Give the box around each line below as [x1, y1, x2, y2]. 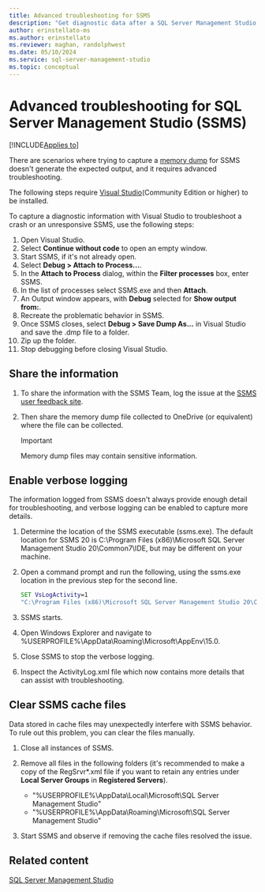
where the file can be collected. [20, 420, 124, 429]
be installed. [9, 195, 49, 206]
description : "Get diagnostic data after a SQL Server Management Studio [9, 19, 257, 27]
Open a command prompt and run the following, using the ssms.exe [20, 567, 241, 577]
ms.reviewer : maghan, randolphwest [9, 41, 126, 49]
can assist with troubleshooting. [20, 675, 125, 685]
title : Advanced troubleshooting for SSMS [9, 11, 151, 20]
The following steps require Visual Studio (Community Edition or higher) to [9, 187, 248, 197]
